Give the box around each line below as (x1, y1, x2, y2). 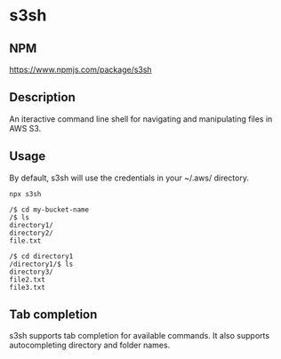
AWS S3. (9, 123, 42, 133)
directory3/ (9, 267, 53, 276)
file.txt (9, 236, 42, 245)
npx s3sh (9, 189, 42, 198)
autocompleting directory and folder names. (9, 339, 171, 351)
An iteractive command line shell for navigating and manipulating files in (9, 113, 273, 124)
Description (9, 90, 76, 105)
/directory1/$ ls (9, 259, 74, 268)
